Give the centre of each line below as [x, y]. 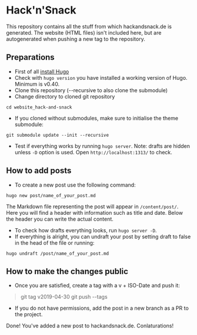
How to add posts [39, 171]
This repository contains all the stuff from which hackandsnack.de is [89, 26]
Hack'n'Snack [41, 10]
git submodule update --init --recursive [58, 135]
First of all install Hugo [42, 72]
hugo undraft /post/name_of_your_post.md [58, 253]
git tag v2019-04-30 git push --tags [64, 297]
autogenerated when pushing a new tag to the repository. [76, 39]
